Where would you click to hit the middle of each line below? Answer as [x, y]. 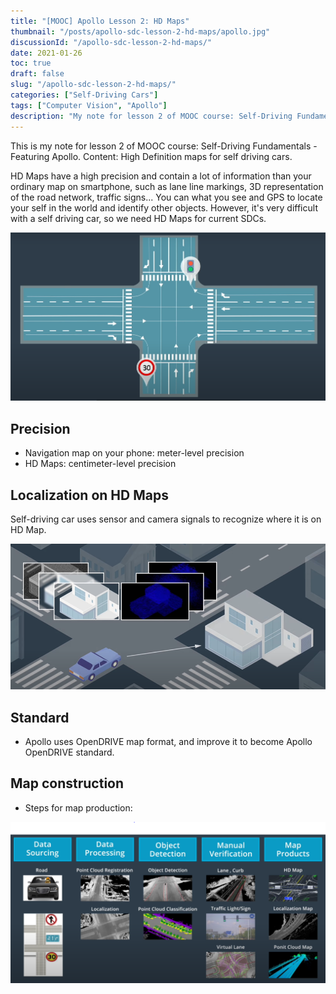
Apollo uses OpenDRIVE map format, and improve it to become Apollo [168, 741]
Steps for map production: [78, 807]
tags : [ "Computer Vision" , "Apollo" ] [89, 105]
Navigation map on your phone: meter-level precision [134, 453]
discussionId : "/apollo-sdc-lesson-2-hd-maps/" [111, 42]
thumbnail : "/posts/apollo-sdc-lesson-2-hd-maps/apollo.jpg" [140, 31]
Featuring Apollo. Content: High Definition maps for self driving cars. [151, 156]
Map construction [67, 783]
